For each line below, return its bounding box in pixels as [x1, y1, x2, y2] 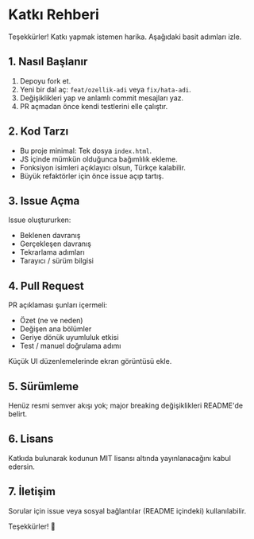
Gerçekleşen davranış [19, 239, 91, 248]
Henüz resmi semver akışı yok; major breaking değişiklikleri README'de [8, 400, 244, 410]
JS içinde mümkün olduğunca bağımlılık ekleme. [19, 154, 178, 164]
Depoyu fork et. [19, 76, 71, 85]
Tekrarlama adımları [19, 248, 85, 257]
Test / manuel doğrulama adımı [19, 341, 121, 351]
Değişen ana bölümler [19, 324, 92, 334]
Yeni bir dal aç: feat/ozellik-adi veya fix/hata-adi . [19, 84, 192, 94]
